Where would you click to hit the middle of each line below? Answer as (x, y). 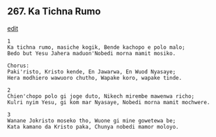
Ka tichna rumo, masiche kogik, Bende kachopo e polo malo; (97, 47)
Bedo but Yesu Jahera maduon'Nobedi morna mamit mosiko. (92, 53)
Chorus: (18, 66)
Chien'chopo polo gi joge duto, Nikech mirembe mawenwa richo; (101, 96)
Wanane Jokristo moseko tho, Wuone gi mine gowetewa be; (92, 121)
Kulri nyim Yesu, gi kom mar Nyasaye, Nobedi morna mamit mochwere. (109, 102)
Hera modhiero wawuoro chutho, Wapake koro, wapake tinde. (95, 78)
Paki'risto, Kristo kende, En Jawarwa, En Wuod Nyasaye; (92, 72)
